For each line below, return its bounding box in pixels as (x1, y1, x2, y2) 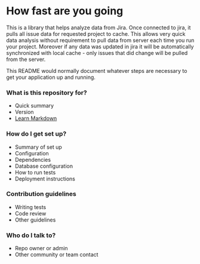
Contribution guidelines (6, 190, 76, 198)
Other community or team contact (14, 251, 99, 258)
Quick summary (14, 102, 54, 109)
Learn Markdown (14, 115, 57, 122)
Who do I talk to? (6, 231, 56, 240)
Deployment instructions (14, 175, 76, 182)
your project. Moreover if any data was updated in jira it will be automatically (6, 43, 194, 50)
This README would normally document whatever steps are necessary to (6, 67, 187, 74)
